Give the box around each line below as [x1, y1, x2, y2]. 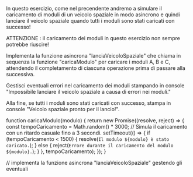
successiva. [6, 71, 35, 77]
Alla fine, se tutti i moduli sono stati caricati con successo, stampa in [6, 100, 171, 107]
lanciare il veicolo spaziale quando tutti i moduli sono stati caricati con [6, 17, 175, 24]
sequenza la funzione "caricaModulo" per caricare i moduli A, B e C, [6, 58, 171, 65]
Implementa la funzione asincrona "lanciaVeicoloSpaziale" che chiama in [6, 52, 181, 59]
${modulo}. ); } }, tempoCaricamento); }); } [6, 148, 106, 155]
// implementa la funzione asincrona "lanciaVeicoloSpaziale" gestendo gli [6, 160, 182, 166]
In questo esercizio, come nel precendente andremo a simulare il [6, 5, 162, 12]
